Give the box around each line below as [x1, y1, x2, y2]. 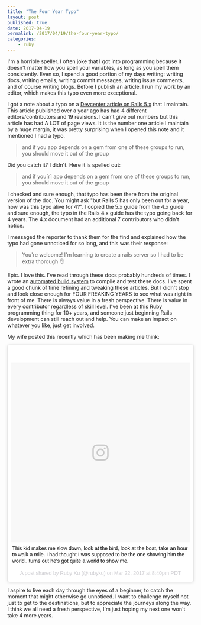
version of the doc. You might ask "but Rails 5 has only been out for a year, [7, 196, 189, 204]
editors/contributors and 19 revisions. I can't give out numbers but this [7, 113, 179, 120]
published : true [7, 20, 47, 25]
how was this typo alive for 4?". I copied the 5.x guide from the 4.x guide [7, 203, 184, 210]
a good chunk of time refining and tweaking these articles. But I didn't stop [7, 284, 189, 291]
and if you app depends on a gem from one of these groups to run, [21, 143, 185, 151]
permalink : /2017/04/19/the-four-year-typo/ [7, 31, 119, 37]
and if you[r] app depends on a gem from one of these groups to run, [21, 173, 191, 180]
